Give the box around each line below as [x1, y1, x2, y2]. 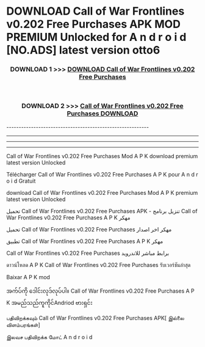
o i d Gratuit [6, 177, 36, 184]
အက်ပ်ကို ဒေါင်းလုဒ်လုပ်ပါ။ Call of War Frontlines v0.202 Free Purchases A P [6, 287, 195, 294]
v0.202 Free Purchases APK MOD [6, 17, 181, 31]
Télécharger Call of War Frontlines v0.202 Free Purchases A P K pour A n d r [6, 170, 198, 178]
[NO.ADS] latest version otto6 [6, 43, 160, 57]
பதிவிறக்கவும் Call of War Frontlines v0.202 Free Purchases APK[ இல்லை [6, 314, 184, 321]
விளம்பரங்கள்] [6, 321, 41, 328]
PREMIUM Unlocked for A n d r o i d [6, 31, 187, 44]
